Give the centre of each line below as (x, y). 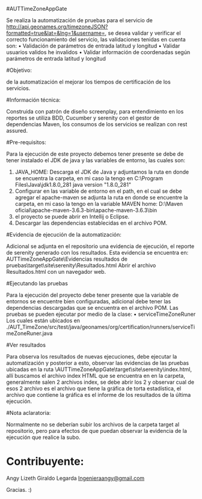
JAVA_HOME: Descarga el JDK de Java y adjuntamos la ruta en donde (102, 172)
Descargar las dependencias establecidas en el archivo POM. (91, 223)
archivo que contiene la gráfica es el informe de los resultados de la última (99, 395)
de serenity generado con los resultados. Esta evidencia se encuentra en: (97, 253)
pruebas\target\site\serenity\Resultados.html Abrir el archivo (81, 265)
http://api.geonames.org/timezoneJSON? (57, 27)
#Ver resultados (26, 345)
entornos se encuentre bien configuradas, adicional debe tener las (89, 301)
